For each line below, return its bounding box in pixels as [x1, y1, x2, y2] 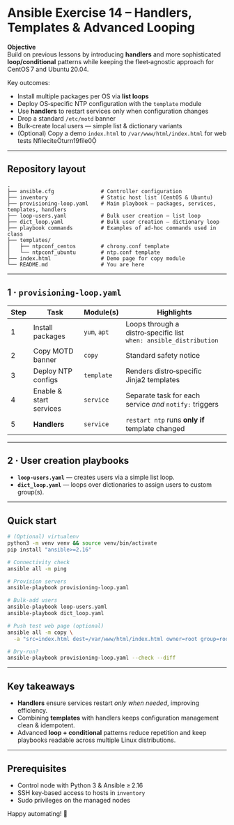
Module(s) [83, 307, 119, 317]
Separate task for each [125, 391, 201, 400]
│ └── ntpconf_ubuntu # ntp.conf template [7, 249, 160, 256]
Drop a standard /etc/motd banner [17, 114, 116, 123]
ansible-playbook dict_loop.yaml [7, 610, 104, 617]
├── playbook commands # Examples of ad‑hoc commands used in [7, 225, 217, 232]
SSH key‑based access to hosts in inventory [17, 788, 146, 796]
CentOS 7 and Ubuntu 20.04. [7, 65, 89, 73]
